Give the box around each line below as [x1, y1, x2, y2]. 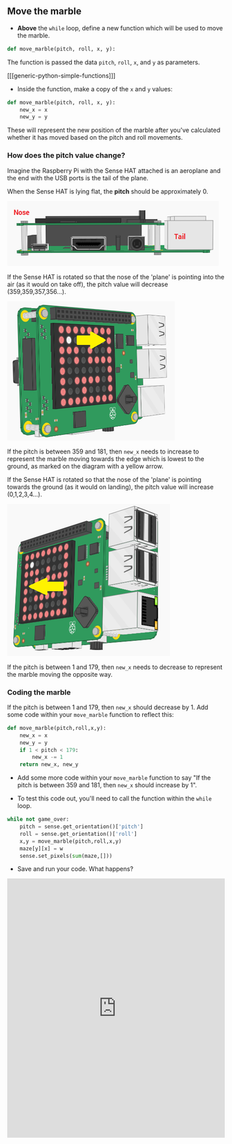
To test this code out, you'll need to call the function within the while [17, 794, 212, 803]
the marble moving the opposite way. [7, 670, 113, 678]
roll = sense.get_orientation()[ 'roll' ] [19, 830, 137, 837]
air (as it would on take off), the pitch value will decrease [7, 280, 168, 288]
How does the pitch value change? [7, 151, 126, 160]
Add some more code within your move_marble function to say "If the [17, 773, 211, 782]
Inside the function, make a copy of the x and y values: [17, 84, 173, 93]
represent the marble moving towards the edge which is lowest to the [7, 454, 205, 462]
